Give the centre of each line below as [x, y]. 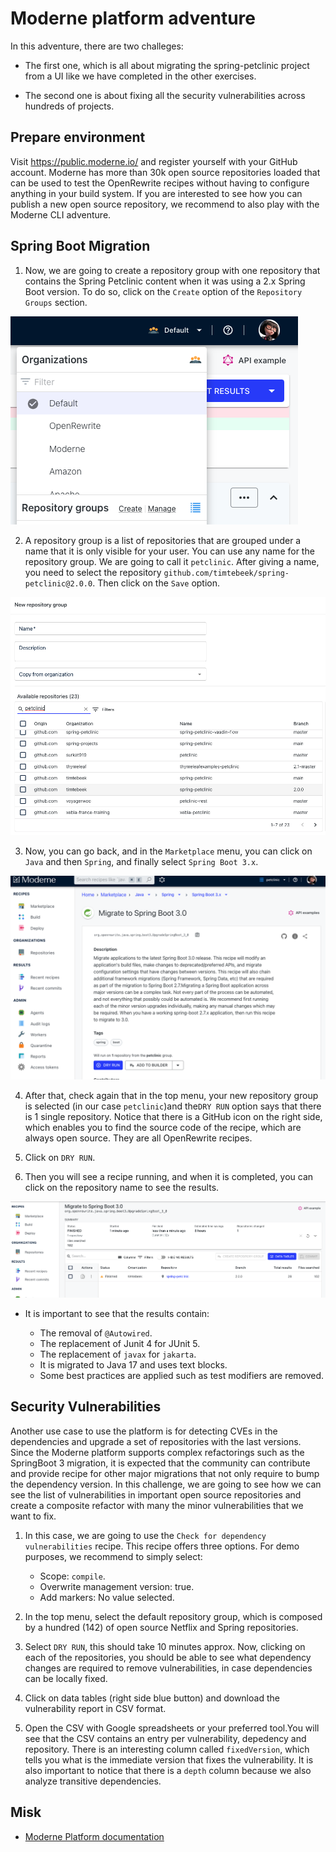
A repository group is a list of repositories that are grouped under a [163, 540]
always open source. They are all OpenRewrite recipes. [138, 1138]
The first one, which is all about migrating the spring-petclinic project [167, 65]
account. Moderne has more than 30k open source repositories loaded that [165, 172]
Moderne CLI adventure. [61, 214]
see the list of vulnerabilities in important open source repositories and [156, 1494]
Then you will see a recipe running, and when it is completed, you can [169, 1176]
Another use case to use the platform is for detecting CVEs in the [144, 1431]
